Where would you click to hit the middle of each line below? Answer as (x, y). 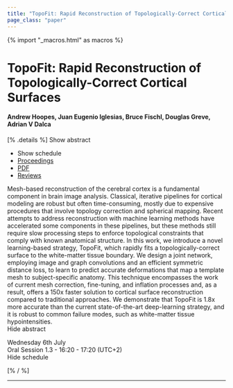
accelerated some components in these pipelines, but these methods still (112, 226)
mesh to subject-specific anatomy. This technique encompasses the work (113, 277)
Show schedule (39, 153)
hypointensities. (30, 321)
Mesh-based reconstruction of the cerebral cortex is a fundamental (103, 189)
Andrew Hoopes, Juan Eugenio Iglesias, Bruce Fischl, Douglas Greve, (109, 117)
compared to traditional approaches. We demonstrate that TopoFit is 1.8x (111, 299)
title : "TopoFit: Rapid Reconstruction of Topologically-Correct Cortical (118, 14)
